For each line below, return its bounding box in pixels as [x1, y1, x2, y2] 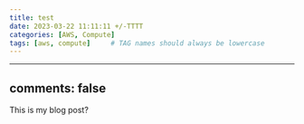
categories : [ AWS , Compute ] [9, 30, 116, 39]
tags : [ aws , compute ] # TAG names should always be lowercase [9, 38, 265, 48]
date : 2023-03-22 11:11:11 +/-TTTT [9, 22, 144, 31]
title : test [9, 13, 54, 23]
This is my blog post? [9, 105, 89, 116]
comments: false [9, 81, 107, 96]
